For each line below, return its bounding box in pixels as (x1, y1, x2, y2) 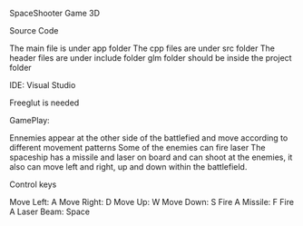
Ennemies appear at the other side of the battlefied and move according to (9, 133, 288, 143)
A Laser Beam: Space (9, 206, 91, 217)
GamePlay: (9, 115, 50, 125)
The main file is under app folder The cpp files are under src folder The (9, 43, 275, 54)
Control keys (9, 179, 57, 190)
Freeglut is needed (9, 97, 80, 108)
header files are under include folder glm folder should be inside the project (9, 53, 292, 63)
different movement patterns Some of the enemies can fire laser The (9, 142, 266, 152)
